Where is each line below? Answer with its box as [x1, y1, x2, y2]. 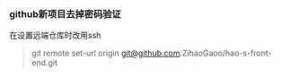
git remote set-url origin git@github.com [31, 47, 180, 59]
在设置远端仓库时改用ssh [9, 30, 101, 41]
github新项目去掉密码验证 [9, 7, 121, 20]
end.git [31, 57, 58, 68]
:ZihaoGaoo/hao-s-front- [179, 47, 272, 59]
